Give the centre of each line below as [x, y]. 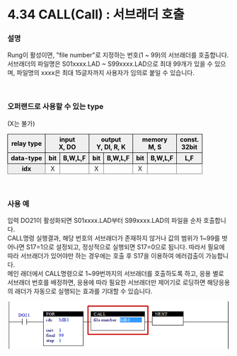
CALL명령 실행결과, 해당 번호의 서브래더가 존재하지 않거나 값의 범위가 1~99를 [114, 239]
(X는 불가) [21, 123]
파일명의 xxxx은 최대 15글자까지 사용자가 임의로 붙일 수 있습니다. [105, 73]
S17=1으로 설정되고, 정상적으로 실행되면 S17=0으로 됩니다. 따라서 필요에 [125, 247]
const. [190, 139]
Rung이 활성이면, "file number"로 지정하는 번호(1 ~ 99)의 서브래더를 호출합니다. [118, 55]
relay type [27, 143]
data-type [27, 158]
